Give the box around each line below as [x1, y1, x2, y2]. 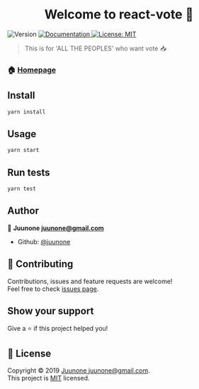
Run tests [7, 166, 50, 178]
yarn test [7, 185, 37, 192]
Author [7, 205, 39, 217]
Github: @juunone [17, 237, 71, 246]
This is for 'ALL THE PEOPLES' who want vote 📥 [24, 44, 166, 53]
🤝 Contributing [7, 258, 74, 270]
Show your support [7, 305, 94, 317]
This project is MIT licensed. [7, 374, 90, 383]
